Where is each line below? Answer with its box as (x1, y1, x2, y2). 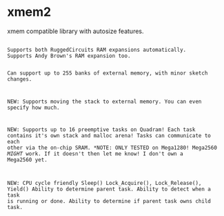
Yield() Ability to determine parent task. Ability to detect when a (7, 186, 212, 193)
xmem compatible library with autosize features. (7, 27, 144, 35)
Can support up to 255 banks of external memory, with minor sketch (7, 70, 208, 77)
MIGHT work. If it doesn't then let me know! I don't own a (7, 150, 184, 157)
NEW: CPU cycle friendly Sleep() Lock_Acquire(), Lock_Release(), (7, 180, 202, 187)
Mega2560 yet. (7, 157, 48, 164)
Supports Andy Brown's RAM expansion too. (7, 52, 131, 59)
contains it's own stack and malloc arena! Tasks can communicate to (7, 132, 212, 139)
